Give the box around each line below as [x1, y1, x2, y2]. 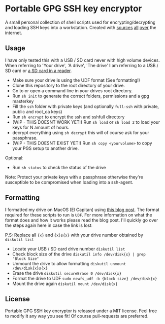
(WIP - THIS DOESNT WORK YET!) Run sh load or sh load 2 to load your [12, 119, 160, 125]
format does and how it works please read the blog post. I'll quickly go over [5, 217, 159, 223]
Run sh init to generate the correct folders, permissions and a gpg [12, 93, 149, 99]
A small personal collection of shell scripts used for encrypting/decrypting [5, 19, 156, 25]
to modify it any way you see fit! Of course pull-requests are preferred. [5, 313, 149, 319]
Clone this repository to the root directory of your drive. [12, 82, 125, 88]
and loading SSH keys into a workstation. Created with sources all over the [5, 24, 157, 30]
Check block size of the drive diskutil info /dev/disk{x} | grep [12, 251, 146, 257]
